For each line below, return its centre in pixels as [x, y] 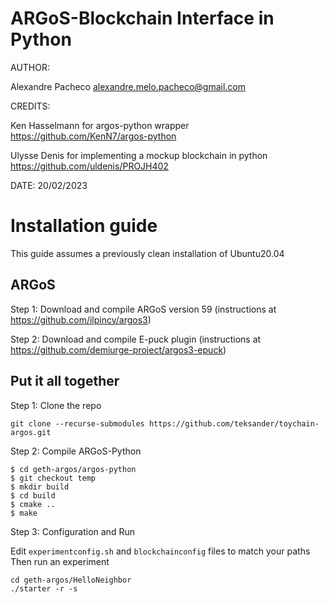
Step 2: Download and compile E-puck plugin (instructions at [136, 339]
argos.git [31, 432]
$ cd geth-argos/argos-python [73, 469]
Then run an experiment [60, 561]
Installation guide [84, 226]
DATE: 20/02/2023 [49, 185]
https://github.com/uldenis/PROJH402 [89, 166]
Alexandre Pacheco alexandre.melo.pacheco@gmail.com [128, 86]
